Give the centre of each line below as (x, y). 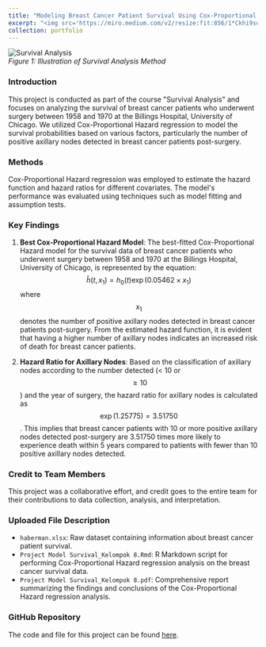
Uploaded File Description (59, 521)
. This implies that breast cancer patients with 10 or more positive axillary (139, 428)
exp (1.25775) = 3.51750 (139, 416)
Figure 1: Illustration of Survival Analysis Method (87, 61)
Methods (26, 162)
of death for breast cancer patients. (78, 346)
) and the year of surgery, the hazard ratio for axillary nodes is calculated (139, 395)
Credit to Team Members (57, 474)
